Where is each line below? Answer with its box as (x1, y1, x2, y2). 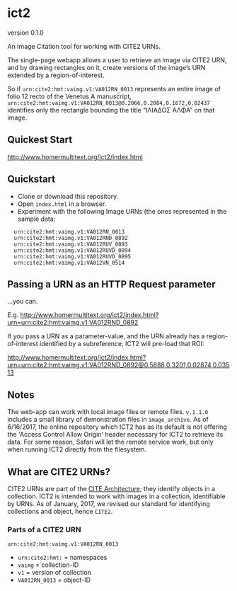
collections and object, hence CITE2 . (7, 507, 113, 515)
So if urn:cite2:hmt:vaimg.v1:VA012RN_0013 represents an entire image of (7, 84, 221, 93)
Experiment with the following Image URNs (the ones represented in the (17, 207, 227, 215)
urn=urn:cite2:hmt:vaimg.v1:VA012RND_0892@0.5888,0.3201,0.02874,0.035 (7, 361, 230, 369)
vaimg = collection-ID (17, 561, 79, 569)
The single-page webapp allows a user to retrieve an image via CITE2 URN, (7, 55, 227, 64)
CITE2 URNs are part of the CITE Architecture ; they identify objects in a (7, 485, 216, 493)
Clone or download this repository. (17, 192, 119, 200)
